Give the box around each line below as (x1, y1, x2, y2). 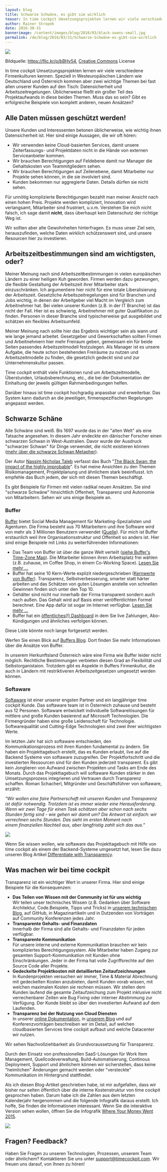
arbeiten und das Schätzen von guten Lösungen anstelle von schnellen (12, 581, 158, 587)
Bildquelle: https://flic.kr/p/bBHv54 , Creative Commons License (5, 58, 135, 64)
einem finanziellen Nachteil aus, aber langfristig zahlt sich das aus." (5, 822, 145, 828)
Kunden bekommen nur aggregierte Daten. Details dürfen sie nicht (12, 179, 149, 185)
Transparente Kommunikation (12, 936, 76, 942)
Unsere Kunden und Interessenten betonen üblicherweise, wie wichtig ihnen (5, 127, 162, 133)
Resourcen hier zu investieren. (5, 235, 68, 241)
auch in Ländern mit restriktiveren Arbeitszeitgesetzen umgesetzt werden (5, 668, 156, 674)
